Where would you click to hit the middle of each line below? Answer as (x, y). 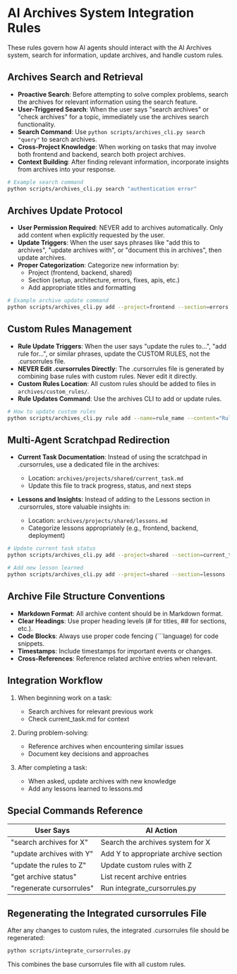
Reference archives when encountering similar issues (106, 746)
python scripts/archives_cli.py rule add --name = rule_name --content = (113, 418)
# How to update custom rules (52, 411)
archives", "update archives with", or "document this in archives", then (120, 250)
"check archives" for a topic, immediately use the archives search (113, 116)
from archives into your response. (67, 169)
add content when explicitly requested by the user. (91, 235)
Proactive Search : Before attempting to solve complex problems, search (123, 94)
